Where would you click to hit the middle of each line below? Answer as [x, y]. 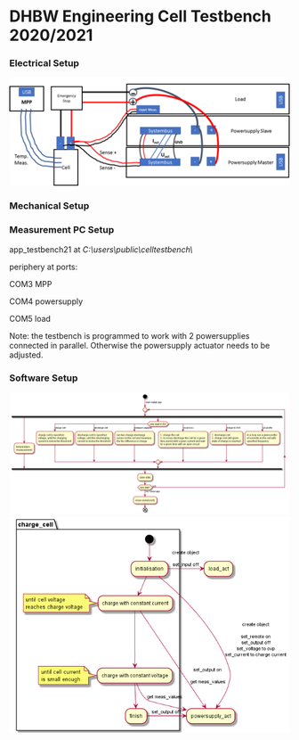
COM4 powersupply [46, 301]
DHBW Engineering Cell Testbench [140, 16]
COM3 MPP [31, 284]
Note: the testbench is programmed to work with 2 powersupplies [130, 335]
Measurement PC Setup [62, 230]
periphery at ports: [44, 267]
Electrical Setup [44, 63]
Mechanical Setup [49, 206]
